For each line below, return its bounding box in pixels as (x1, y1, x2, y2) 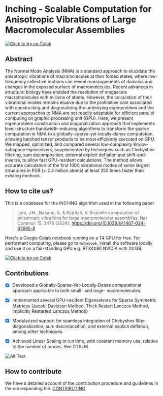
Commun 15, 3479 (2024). (17, 220, 71, 226)
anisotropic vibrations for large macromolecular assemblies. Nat (17, 215, 147, 221)
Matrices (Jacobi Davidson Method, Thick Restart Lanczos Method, (12, 303, 149, 309)
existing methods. (5, 172, 41, 178)
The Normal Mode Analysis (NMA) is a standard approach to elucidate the (5, 68, 155, 74)
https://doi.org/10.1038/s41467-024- (71, 220, 146, 226)
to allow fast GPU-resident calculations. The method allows (22, 157, 143, 163)
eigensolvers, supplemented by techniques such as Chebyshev (26, 146, 155, 152)
